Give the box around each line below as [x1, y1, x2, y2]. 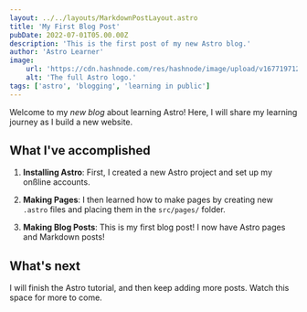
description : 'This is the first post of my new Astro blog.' [9, 38, 251, 48]
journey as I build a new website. [9, 116, 133, 127]
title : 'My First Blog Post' [9, 22, 121, 31]
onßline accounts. [22, 177, 90, 188]
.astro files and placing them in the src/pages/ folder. [22, 204, 226, 215]
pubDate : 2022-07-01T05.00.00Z [9, 30, 129, 39]
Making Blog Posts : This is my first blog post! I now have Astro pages [22, 221, 286, 233]
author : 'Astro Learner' [9, 48, 104, 57]
